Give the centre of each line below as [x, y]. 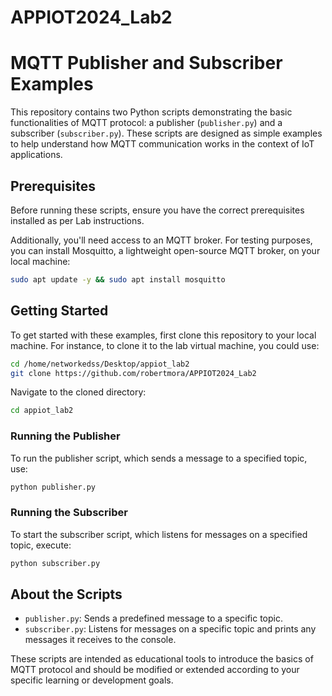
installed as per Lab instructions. [77, 220]
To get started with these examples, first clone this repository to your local [163, 335]
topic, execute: [41, 545]
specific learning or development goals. [92, 680]
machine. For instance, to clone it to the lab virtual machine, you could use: [165, 345]
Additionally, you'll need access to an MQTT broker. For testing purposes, [161, 240]
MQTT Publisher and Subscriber [146, 63]
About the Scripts [66, 594]
